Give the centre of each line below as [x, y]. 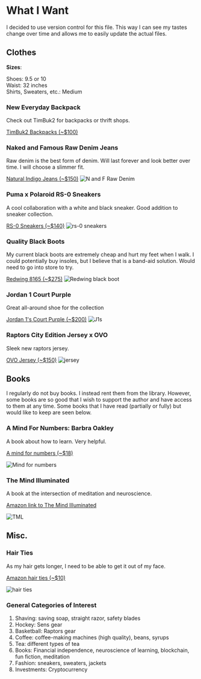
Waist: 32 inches [27, 85]
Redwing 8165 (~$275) [35, 279]
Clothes [21, 53]
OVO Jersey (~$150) [32, 360]
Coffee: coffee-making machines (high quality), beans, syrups [92, 637]
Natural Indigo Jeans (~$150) [42, 179]
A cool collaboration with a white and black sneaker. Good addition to [92, 207]
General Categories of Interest [51, 605]
